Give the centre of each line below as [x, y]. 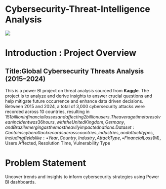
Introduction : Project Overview [71, 53]
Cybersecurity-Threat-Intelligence [78, 9]
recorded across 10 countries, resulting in [47, 112]
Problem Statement [46, 163]
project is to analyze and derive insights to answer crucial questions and [79, 96]
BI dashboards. [21, 182]
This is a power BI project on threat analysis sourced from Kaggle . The [77, 90]
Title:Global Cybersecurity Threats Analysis [75, 71]
